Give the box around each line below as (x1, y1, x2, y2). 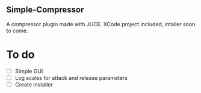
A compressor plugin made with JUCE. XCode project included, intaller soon (6, 20, 196, 27)
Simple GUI (14, 67, 43, 75)
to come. (6, 27, 28, 34)
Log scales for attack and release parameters (14, 74, 128, 81)
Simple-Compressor (6, 5, 84, 15)
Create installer (14, 80, 53, 88)
